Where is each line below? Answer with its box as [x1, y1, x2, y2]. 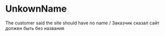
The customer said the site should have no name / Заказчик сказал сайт [5, 20, 160, 26]
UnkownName [5, 3, 67, 15]
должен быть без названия [5, 25, 65, 31]
